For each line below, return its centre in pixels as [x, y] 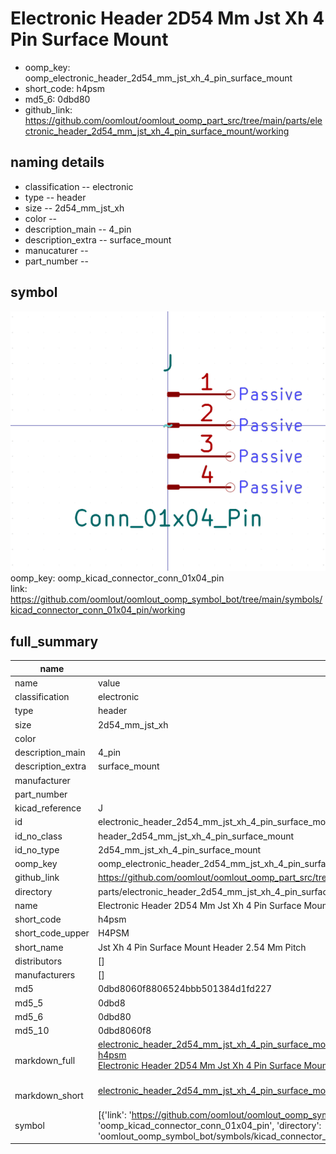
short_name [39, 947]
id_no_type [37, 849]
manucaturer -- [56, 250]
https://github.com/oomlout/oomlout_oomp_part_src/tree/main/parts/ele [173, 120]
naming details [57, 162]
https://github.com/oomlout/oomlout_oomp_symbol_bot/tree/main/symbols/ [166, 599]
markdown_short [49, 1096]
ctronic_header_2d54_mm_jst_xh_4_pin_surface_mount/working [157, 131]
